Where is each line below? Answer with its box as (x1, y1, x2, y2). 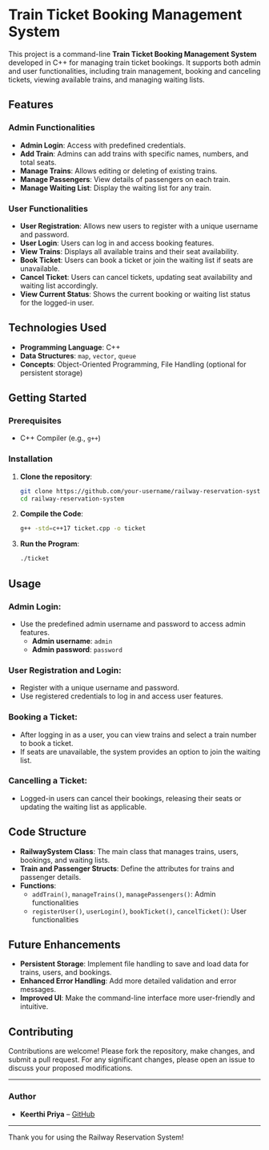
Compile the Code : (19, 509, 84, 519)
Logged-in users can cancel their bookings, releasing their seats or (19, 793, 242, 803)
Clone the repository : (19, 472, 93, 481)
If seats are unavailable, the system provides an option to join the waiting (19, 747, 261, 756)
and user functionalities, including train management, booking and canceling (8, 66, 261, 75)
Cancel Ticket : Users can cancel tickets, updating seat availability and (19, 272, 253, 281)
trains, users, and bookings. (19, 968, 112, 978)
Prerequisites (8, 415, 62, 427)
